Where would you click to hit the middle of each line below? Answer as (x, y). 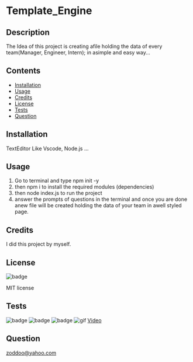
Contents (23, 71)
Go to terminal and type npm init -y (57, 181)
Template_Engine (49, 11)
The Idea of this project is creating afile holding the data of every (84, 46)
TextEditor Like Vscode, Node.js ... (47, 148)
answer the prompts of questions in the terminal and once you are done (101, 199)
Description (28, 32)
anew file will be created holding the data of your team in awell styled (98, 206)
